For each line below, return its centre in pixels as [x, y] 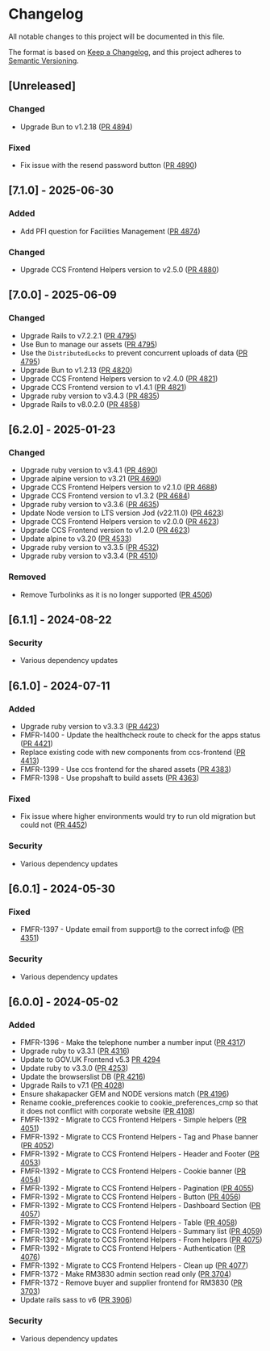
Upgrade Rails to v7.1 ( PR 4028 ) [72, 1085]
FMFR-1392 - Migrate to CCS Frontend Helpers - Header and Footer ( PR [139, 1154]
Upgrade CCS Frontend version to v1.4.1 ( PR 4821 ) [103, 387]
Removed [27, 577]
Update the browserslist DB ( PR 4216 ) [83, 1077]
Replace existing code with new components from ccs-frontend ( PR [133, 752]
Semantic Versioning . [44, 61]
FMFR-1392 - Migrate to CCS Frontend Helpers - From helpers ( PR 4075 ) [141, 1240]
